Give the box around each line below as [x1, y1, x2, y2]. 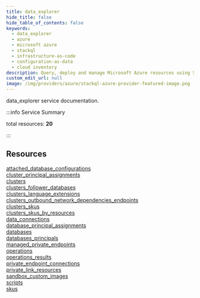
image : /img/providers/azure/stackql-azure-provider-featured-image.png [6, 81, 190, 87]
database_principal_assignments [6, 222, 86, 229]
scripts [6, 278, 23, 286]
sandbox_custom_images [6, 272, 68, 280]
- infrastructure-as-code [11, 53, 76, 59]
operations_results [6, 253, 52, 260]
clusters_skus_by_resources [6, 209, 76, 216]
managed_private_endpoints [6, 241, 76, 248]
